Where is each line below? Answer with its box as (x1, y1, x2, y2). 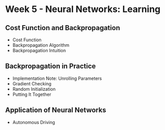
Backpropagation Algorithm (12, 42, 70, 48)
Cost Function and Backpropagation (5, 24, 120, 32)
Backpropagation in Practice (5, 62, 96, 71)
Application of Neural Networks (5, 106, 106, 114)
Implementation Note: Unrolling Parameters (12, 75, 102, 81)
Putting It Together (12, 91, 52, 97)
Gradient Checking (12, 80, 52, 86)
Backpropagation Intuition (12, 48, 66, 53)
